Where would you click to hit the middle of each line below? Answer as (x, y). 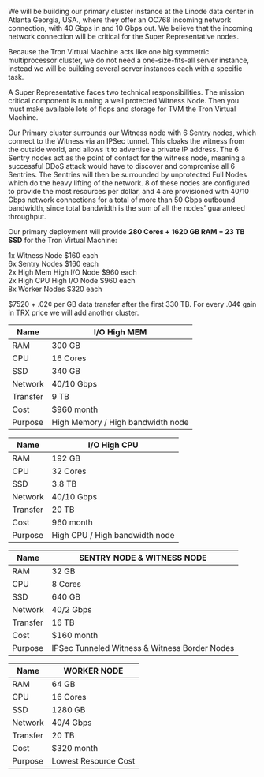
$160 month (75, 635)
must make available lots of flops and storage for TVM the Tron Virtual (122, 109)
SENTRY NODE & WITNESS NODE (143, 558)
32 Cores (69, 471)
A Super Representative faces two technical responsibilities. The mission (126, 92)
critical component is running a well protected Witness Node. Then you (124, 101)
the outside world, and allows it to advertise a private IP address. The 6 (123, 149)
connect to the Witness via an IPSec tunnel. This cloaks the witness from (126, 141)
